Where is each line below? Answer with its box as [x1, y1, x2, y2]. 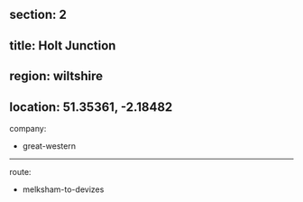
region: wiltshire [9, 69, 104, 84]
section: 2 [9, 7, 68, 23]
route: [9, 166, 32, 177]
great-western [22, 140, 77, 151]
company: [9, 123, 47, 133]
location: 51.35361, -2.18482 [9, 99, 173, 115]
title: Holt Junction [9, 38, 116, 53]
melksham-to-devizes [22, 184, 105, 195]
